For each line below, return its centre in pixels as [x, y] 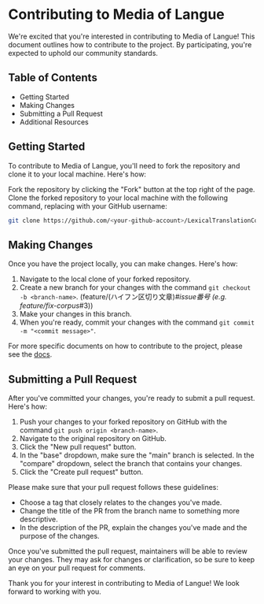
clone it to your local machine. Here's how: [77, 174]
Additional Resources [54, 122]
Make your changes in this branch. [75, 314]
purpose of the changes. [59, 536]
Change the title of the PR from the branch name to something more [129, 511]
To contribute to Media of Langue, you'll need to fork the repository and [124, 165]
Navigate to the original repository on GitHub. [93, 439]
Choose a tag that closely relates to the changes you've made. [121, 502]
